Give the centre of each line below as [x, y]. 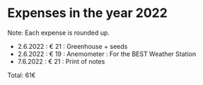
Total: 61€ [22, 75]
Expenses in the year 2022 [87, 13]
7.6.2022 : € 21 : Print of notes [61, 61]
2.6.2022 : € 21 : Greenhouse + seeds [72, 46]
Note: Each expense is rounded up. [58, 33]
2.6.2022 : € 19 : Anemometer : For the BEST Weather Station [107, 54]
